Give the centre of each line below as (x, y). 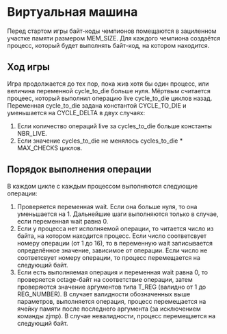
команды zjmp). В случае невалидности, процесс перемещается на (116, 315)
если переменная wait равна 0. (63, 221)
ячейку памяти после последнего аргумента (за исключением (109, 309)
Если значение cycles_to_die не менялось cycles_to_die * (100, 141)
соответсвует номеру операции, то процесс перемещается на (108, 257)
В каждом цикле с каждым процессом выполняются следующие (103, 186)
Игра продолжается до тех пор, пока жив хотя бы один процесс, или (108, 84)
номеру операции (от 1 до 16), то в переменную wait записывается (115, 243)
